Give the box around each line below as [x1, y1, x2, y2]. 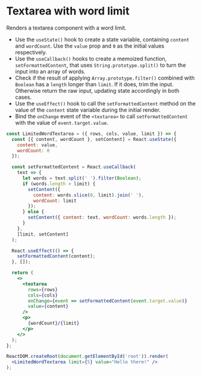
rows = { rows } [28, 286, 58, 293]
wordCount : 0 [17, 148, 50, 154]
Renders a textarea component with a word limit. [6, 24, 127, 31]
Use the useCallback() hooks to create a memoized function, [14, 55, 167, 62]
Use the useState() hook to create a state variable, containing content [14, 36, 190, 43]
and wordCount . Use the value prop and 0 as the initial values [14, 42, 165, 49]
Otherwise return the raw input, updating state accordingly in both [14, 87, 180, 94]
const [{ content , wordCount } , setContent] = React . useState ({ [11, 136, 177, 142]
